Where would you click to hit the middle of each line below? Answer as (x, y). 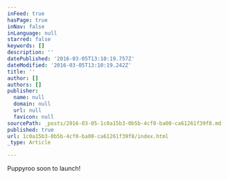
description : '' (30, 53)
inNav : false (26, 26)
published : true (30, 130)
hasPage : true (28, 20)
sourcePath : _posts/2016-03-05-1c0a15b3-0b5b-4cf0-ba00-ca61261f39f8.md (114, 123)
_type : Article (29, 143)
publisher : (23, 91)
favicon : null (34, 117)
